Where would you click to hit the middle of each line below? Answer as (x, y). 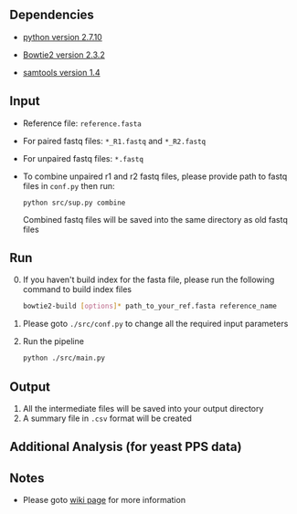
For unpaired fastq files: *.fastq (83, 158)
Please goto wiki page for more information (104, 500)
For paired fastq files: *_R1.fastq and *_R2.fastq (114, 141)
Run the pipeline (53, 341)
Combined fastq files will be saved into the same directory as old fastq (155, 219)
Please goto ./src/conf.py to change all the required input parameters (155, 324)
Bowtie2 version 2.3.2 (64, 55)
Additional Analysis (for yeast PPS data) (126, 447)
